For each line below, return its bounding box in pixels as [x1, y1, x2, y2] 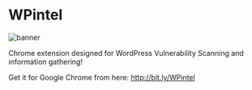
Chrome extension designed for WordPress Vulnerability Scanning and [8, 48, 245, 58]
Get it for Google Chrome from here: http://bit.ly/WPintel [8, 72, 196, 82]
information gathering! [8, 57, 83, 66]
